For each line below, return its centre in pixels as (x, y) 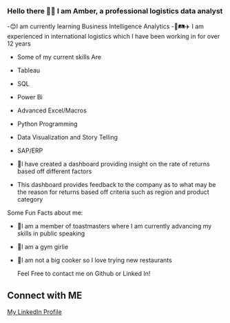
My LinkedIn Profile (34, 312)
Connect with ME (45, 295)
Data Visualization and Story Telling (67, 137)
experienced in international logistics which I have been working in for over (114, 37)
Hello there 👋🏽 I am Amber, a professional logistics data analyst (115, 11)
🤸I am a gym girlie (43, 247)
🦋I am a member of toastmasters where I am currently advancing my (114, 226)
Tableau (29, 70)
